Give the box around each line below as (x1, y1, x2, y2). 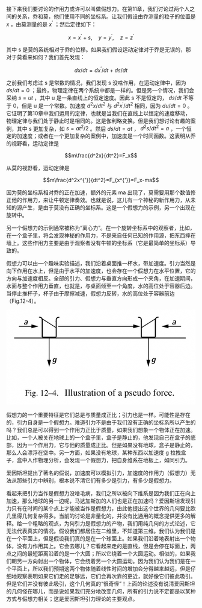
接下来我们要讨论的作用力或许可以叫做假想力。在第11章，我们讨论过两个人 (6, 5, 190, 12)
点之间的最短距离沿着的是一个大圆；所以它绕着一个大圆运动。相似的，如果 (6, 549, 191, 557)
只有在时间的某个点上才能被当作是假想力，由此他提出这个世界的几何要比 (11, 504, 191, 511)
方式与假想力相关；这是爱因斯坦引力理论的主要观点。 (6, 595, 138, 602)
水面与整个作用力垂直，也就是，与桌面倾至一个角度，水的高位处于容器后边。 (6, 282, 196, 290)
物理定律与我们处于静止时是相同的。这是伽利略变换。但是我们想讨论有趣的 (6, 117, 191, 124)
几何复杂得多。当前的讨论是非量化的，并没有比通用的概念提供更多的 (22, 512, 191, 519)
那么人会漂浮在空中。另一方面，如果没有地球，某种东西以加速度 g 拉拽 (6, 449, 182, 456)
